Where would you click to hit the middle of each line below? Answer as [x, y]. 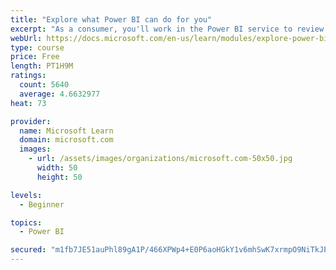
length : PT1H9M [42, 66]
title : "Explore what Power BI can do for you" [111, 19]
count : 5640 [44, 85]
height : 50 [59, 177]
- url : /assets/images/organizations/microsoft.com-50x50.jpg [160, 159]
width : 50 [57, 168]
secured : [28, 250]
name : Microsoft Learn [66, 131]
